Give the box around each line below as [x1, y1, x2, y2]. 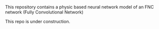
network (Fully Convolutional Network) [5, 9, 84, 15]
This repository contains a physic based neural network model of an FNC [5, 4, 154, 10]
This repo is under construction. [5, 19, 71, 24]
